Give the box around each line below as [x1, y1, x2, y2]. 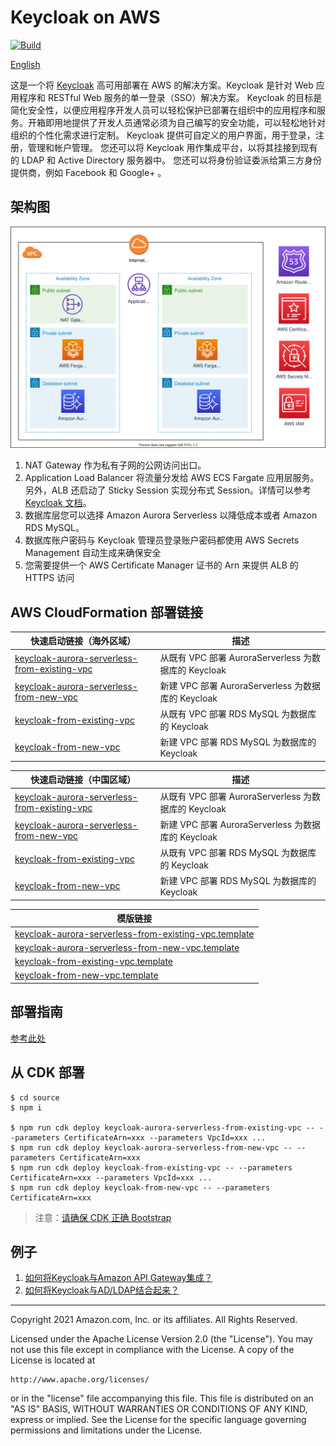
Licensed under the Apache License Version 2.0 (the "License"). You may [10, 1333, 313, 1345]
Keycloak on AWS [10, 6, 161, 29]
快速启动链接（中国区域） [30, 774, 137, 786]
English [10, 58, 41, 70]
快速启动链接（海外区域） [30, 635, 137, 647]
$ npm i [10, 1102, 43, 1113]
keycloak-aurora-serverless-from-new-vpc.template [14, 941, 240, 953]
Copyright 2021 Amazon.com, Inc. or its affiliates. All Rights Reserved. [10, 1314, 298, 1326]
